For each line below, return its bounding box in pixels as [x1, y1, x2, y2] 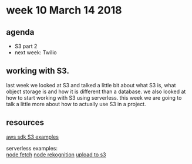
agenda [6, 27, 35, 37]
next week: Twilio [14, 49, 57, 56]
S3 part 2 [14, 42, 38, 50]
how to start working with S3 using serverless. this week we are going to [6, 94, 182, 101]
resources [6, 117, 44, 127]
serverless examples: [6, 145, 58, 152]
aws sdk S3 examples [6, 133, 59, 140]
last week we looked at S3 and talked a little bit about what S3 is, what [6, 81, 176, 88]
